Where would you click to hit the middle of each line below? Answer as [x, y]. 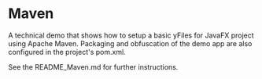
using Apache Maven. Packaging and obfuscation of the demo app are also [130, 43]
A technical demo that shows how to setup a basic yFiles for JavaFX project [131, 35]
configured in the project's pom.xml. [67, 52]
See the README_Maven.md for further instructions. [93, 66]
